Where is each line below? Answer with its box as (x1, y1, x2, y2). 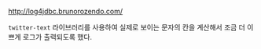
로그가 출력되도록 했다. (22, 33, 93, 41)
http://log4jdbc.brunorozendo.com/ (8, 7, 123, 16)
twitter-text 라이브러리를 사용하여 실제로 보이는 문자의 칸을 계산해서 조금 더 (8, 23, 245, 32)
